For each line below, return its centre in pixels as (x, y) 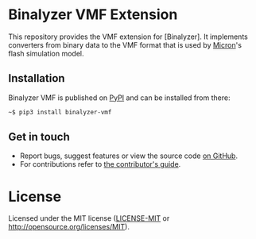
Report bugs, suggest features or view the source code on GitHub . (129, 156)
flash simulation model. (47, 53)
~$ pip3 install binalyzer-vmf (60, 112)
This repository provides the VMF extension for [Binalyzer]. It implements (128, 37)
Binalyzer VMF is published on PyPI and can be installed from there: (119, 98)
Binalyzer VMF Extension (93, 15)
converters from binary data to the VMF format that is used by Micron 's (125, 44)
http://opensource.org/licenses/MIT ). (69, 227)
